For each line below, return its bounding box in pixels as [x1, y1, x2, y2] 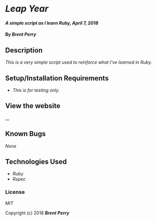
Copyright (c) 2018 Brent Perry [5, 209, 69, 216]
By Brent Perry [5, 31, 37, 38]
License [5, 189, 25, 196]
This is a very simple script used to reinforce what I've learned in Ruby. [5, 59, 152, 65]
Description [5, 46, 43, 54]
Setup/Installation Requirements [5, 74, 109, 82]
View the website [5, 101, 61, 111]
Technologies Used [5, 158, 67, 166]
